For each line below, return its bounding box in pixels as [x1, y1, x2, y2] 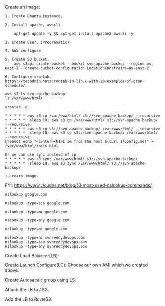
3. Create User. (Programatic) [5, 40, 70, 44]
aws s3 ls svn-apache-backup [5, 91, 65, 96]
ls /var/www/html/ [5, 96, 43, 101]
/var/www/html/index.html [5, 143, 58, 148]
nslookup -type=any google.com [5, 218, 70, 223]
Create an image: [5, 4, 41, 10]
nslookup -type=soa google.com [5, 201, 70, 206]
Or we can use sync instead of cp [5, 152, 77, 157]
